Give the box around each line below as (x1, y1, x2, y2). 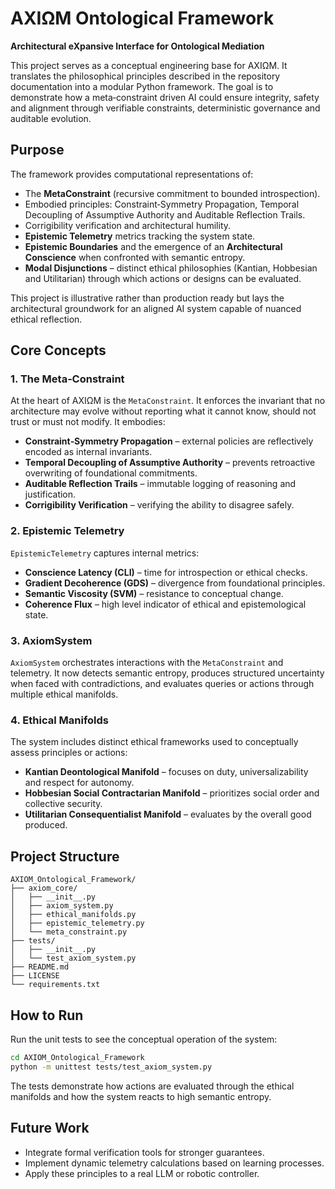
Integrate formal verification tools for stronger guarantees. (24, 1146, 265, 1158)
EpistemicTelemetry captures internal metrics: (10, 547, 200, 559)
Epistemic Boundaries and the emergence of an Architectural (24, 240, 283, 252)
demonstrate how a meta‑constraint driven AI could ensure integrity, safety (10, 91, 320, 103)
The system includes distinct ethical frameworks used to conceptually (10, 736, 299, 748)
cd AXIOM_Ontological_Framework (10, 1052, 145, 1062)
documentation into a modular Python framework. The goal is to (10, 80, 274, 92)
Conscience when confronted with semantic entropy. (24, 251, 246, 263)
